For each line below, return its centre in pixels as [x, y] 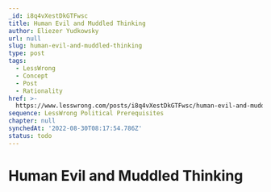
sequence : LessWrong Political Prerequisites [86, 114]
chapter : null [32, 121]
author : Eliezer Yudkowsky [54, 31]
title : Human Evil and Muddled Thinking [77, 23]
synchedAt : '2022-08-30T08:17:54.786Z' [75, 128]
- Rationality [39, 91]
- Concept [32, 76]
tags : [17, 61]
